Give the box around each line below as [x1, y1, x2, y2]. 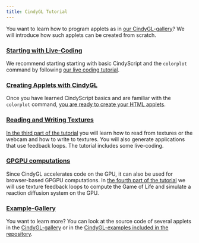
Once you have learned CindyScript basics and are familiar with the [6, 95, 171, 102]
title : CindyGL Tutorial [6, 8, 68, 15]
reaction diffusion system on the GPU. [6, 189, 99, 197]
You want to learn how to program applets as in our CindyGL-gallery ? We [6, 25, 185, 32]
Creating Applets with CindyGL [6, 81, 98, 89]
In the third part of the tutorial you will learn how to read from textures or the [6, 129, 193, 136]
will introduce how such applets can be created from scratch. [6, 31, 156, 39]
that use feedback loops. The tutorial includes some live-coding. [6, 142, 164, 149]
